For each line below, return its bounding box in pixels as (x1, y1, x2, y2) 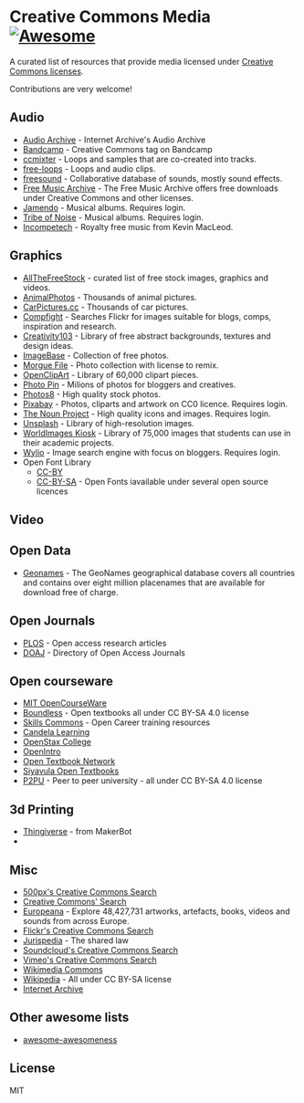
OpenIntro (22, 746, 61, 757)
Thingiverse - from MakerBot (22, 826, 132, 837)
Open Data (9, 543, 71, 559)
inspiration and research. (22, 320, 117, 331)
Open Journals (9, 614, 96, 629)
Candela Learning (22, 727, 90, 738)
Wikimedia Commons (22, 964, 103, 975)
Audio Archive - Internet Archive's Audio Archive (22, 134, 206, 145)
